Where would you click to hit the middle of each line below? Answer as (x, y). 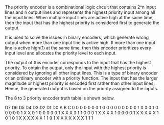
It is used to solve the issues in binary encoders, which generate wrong (77, 37)
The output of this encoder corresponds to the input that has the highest (78, 62)
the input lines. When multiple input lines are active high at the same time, (80, 17)
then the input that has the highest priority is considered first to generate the (82, 23)
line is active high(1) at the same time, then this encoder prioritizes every (78, 48)
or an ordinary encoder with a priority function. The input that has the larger (82, 78)
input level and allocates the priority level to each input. (61, 53)
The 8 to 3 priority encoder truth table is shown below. (60, 98)
